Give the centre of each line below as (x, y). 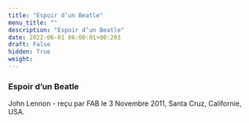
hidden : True (29, 52)
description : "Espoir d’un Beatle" (66, 30)
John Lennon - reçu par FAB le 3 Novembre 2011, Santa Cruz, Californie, (125, 103)
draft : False (29, 45)
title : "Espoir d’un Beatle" (56, 15)
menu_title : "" (33, 23)
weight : (21, 60)
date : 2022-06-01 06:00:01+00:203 (65, 37)
